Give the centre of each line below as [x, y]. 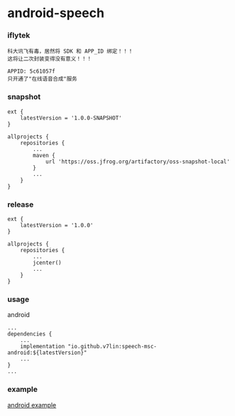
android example [32, 405]
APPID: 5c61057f [31, 72]
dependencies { [30, 334]
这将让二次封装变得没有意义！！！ [50, 59]
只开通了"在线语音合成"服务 [43, 79]
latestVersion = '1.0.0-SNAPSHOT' [71, 118]
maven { [44, 155]
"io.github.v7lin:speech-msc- [113, 347]
